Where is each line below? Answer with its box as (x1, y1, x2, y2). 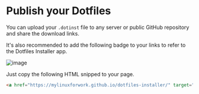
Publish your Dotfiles (6, 4, 111, 18)
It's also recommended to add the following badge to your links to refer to (6, 41, 186, 48)
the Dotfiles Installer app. (6, 47, 68, 54)
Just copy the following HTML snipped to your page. (6, 70, 134, 77)
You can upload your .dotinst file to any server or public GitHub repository (6, 24, 190, 31)
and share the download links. (6, 30, 80, 37)
